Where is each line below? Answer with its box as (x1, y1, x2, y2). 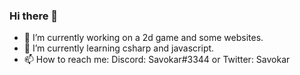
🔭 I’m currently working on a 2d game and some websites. (23, 32, 264, 44)
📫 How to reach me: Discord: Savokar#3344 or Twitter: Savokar (23, 54, 291, 66)
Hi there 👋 (9, 9, 59, 23)
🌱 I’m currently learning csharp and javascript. (23, 42, 215, 54)
